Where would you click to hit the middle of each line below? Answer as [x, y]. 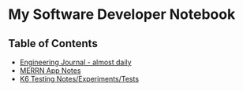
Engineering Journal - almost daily [75, 62]
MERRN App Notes [50, 71]
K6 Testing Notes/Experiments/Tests [79, 79]
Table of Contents [53, 44]
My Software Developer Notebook [122, 15]
